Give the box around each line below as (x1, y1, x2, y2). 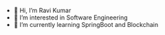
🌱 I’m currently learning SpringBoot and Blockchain (13, 21, 159, 28)
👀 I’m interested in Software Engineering (13, 13, 129, 22)
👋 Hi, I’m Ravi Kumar (13, 7, 71, 14)
